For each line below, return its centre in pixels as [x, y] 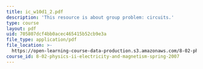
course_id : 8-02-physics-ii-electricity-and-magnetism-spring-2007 [93, 56]
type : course [23, 23]
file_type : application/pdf [42, 40]
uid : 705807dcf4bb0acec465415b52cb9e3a [56, 34]
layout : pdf [21, 28]
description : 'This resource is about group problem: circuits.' [90, 17]
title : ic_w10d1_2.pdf [35, 12]
